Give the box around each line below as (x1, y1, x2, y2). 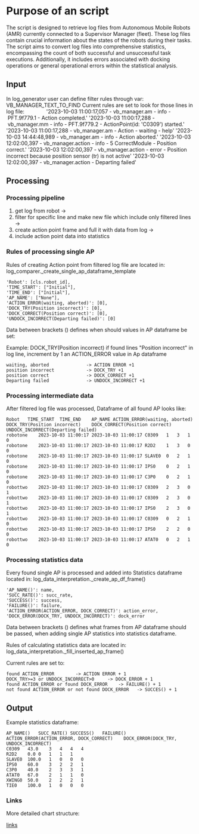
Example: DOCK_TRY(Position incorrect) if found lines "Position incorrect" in (6, 344, 194, 351)
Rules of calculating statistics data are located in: (6, 642, 127, 649)
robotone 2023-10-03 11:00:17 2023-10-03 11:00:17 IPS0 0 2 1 (6, 464, 191, 470)
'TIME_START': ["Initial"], (6, 284, 76, 290)
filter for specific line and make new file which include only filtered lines (14, 214, 191, 221)
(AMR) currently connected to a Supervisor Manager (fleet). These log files (6, 30, 191, 37)
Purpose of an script (6, 4, 109, 18)
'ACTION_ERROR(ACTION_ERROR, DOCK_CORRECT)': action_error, (6, 608, 159, 614)
